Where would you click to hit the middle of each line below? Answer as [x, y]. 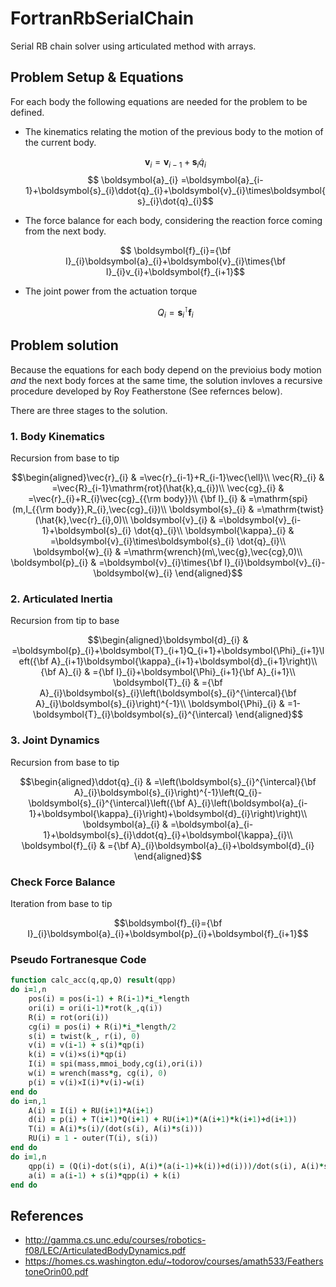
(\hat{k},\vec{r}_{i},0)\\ [81, 520]
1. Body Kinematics [57, 436]
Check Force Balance [63, 882]
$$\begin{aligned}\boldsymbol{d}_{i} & [168, 640]
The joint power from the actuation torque [111, 291]
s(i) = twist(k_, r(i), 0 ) [84, 1036]
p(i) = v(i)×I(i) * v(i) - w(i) [86, 1082]
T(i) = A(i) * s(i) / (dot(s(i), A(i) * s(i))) [115, 1129]
